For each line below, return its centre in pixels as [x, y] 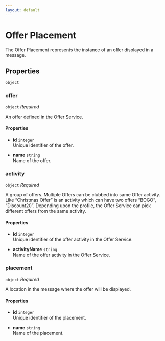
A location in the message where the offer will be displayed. [68, 289]
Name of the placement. [38, 333]
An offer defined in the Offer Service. [44, 117]
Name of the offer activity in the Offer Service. [62, 255]
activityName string [35, 249]
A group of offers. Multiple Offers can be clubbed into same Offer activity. [83, 195]
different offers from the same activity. [46, 211]
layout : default [22, 10]
